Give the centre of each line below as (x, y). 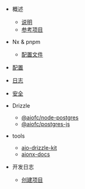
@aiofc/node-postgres (50, 117)
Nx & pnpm (26, 42)
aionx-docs (35, 154)
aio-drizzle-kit (39, 148)
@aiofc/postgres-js (46, 124)
